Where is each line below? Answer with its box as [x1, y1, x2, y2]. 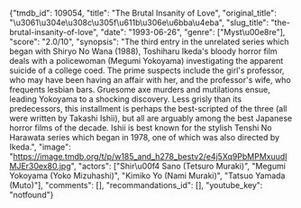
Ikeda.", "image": [9, 141, 72, 152]
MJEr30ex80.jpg [9, 161, 72, 171]
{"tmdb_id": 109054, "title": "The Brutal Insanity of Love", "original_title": [9, 8, 277, 18]
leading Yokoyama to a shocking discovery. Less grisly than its [9, 94, 242, 104]
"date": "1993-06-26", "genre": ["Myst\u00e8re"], [100, 27, 286, 37]
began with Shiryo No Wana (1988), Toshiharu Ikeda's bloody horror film [9, 46, 278, 57]
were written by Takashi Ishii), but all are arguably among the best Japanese [9, 113, 293, 123]
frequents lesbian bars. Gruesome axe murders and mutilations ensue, [9, 85, 270, 95]
